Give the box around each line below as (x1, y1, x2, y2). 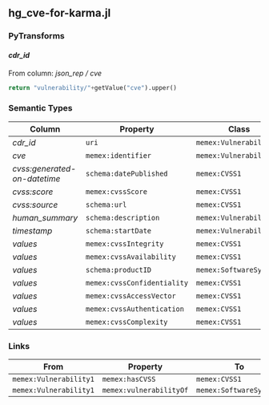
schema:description (85, 213, 160, 222)
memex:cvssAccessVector (85, 291, 176, 300)
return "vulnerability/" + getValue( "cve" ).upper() (8, 83, 178, 91)
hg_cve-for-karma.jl (8, 6, 111, 20)
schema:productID (85, 265, 152, 274)
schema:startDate (85, 226, 152, 235)
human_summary (12, 212, 78, 223)
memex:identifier (85, 151, 152, 160)
